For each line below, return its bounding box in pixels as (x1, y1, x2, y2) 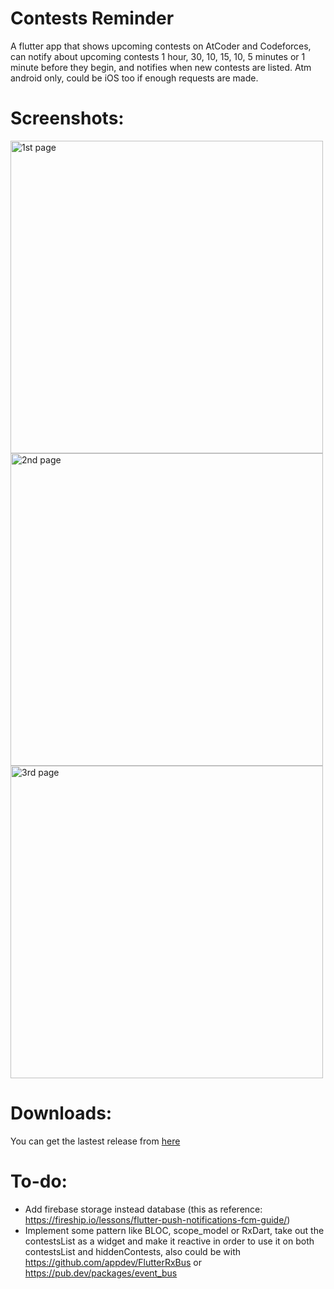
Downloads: (10, 1102, 113, 1125)
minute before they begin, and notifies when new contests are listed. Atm (10, 61, 312, 73)
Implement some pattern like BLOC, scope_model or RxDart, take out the (24, 1224, 325, 1236)
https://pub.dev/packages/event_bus (24, 1267, 178, 1279)
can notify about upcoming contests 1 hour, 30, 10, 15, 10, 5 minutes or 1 (10, 50, 306, 62)
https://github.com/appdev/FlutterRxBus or (24, 1256, 203, 1268)
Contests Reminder (10, 7, 175, 30)
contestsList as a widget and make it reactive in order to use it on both (24, 1235, 315, 1247)
